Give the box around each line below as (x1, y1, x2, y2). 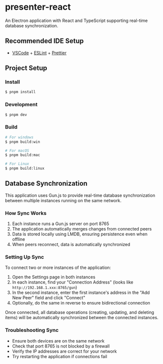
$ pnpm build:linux (5, 166, 45, 171)
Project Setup (5, 64, 48, 72)
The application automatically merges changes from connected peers (12, 226, 152, 232)
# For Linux (5, 161, 29, 167)
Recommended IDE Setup (5, 37, 84, 45)
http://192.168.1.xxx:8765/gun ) (12, 285, 77, 290)
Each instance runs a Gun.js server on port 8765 (12, 221, 109, 227)
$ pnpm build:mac (5, 153, 40, 157)
